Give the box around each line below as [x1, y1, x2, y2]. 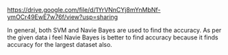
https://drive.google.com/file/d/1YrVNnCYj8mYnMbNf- [7, 6, 161, 14]
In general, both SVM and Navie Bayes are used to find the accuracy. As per [7, 26, 222, 34]
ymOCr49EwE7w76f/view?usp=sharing [7, 13, 118, 21]
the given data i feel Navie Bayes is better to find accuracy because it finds [7, 33, 218, 41]
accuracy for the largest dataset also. [7, 41, 113, 48]
